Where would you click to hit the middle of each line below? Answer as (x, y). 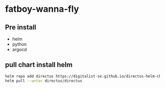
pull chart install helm (39, 65)
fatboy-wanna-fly (42, 9)
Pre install (21, 27)
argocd (19, 49)
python (19, 44)
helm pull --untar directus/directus (44, 81)
